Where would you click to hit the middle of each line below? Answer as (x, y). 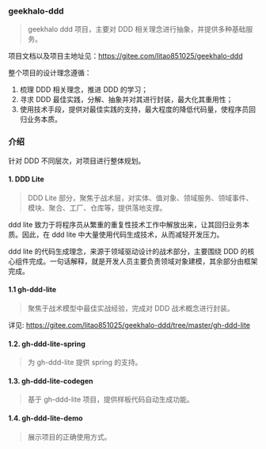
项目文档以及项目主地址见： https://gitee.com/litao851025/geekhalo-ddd (125, 56)
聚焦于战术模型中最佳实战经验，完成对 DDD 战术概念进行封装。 (131, 308)
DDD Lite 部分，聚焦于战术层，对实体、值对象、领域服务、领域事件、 (140, 198)
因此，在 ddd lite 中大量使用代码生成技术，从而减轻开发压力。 (123, 234)
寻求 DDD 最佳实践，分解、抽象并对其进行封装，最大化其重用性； (126, 100)
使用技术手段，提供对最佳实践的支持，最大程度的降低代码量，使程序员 (134, 109)
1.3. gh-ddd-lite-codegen (51, 381)
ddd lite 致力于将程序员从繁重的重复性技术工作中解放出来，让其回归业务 (125, 224)
